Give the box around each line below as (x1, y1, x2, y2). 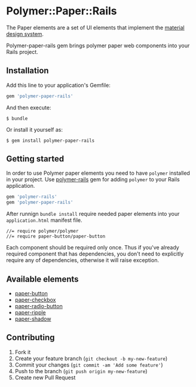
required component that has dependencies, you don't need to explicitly (6, 250, 184, 258)
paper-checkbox (14, 296, 56, 303)
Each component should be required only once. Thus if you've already (6, 244, 179, 251)
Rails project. (6, 48, 39, 55)
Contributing (6, 333, 55, 343)
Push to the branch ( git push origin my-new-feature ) (14, 367, 148, 374)
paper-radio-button (14, 303, 63, 309)
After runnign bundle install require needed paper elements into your (6, 211, 180, 218)
